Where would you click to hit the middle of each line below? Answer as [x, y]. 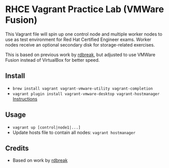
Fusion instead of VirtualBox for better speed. [52, 60]
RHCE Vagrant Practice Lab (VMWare [84, 9]
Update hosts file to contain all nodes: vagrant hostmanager [74, 132]
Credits [17, 148]
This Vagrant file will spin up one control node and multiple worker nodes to [84, 34]
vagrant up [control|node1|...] [46, 128]
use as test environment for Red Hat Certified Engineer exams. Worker [78, 39]
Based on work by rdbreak [40, 160]
